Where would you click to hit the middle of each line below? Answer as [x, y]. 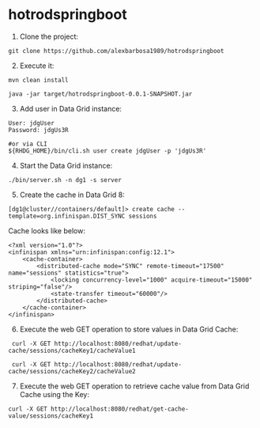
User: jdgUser [32, 123]
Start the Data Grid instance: [66, 165]
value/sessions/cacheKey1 [51, 416]
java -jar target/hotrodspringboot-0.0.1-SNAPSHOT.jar [100, 94]
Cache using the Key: [54, 394]
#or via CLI [28, 144]
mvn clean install [38, 80]
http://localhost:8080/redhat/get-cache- [120, 409]
